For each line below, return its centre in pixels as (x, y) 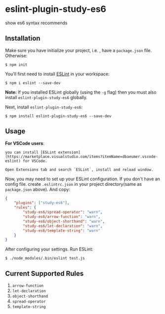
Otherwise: (16, 55)
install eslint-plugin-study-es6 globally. (46, 97)
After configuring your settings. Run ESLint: (49, 249)
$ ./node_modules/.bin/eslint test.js (45, 259)
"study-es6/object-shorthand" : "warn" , (64, 221)
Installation (23, 38)
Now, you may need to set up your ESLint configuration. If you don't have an (83, 179)
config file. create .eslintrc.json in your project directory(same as (74, 184)
